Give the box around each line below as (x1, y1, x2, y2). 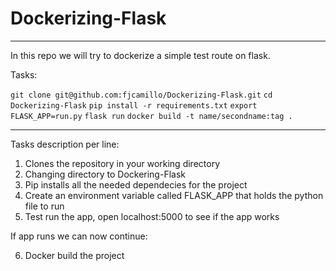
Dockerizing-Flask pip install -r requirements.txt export (10, 100, 258, 111)
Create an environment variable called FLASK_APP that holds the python (24, 189, 324, 201)
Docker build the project (24, 249, 125, 261)
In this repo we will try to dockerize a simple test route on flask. (10, 49, 271, 61)
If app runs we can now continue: (10, 230, 148, 242)
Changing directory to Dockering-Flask (24, 168, 186, 180)
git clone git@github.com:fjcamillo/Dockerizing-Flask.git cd (10, 90, 273, 100)
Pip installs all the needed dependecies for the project (24, 178, 248, 191)
